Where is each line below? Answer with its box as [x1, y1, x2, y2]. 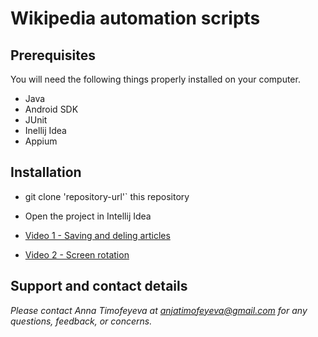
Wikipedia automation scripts [10, 7, 261, 30]
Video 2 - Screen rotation [24, 248, 130, 261]
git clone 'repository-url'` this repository [24, 190, 190, 202]
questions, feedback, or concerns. [10, 315, 153, 327]
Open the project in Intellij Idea [24, 210, 152, 222]
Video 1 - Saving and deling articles [24, 229, 171, 241]
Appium [24, 135, 58, 147]
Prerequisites [10, 47, 96, 64]
